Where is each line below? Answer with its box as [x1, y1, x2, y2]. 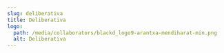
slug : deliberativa [7, 10, 63, 17]
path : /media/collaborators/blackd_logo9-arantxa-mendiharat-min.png [13, 29, 217, 36]
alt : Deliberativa [13, 36, 67, 43]
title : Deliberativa [7, 17, 67, 23]
